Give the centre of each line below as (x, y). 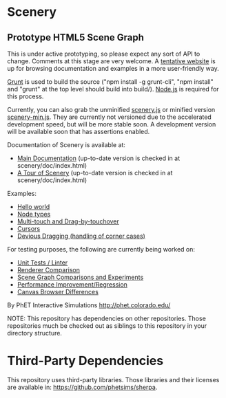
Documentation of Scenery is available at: (66, 145)
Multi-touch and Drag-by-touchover (68, 221)
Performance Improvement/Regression (72, 285)
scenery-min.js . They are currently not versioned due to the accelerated (109, 117)
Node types (34, 214)
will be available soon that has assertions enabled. (79, 132)
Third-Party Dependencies (85, 361)
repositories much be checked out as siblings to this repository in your (107, 326)
